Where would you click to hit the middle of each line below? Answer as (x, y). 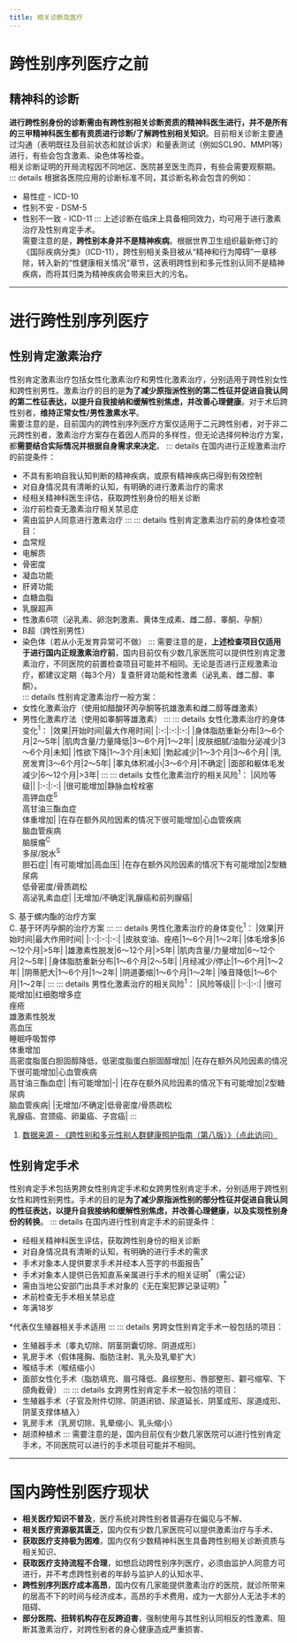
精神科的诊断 (44, 100)
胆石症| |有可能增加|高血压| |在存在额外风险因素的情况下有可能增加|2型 (151, 864)
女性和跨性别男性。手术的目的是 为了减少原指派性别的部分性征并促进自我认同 (148, 1200)
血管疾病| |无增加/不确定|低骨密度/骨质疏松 (94, 1105)
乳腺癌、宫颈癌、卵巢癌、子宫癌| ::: (73, 1117)
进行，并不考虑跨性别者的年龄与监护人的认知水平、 (115, 1574)
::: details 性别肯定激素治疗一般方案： (90, 696)
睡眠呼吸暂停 (32, 1039)
